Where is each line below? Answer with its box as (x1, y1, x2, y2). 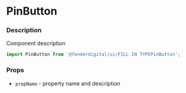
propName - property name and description (15, 80, 120, 87)
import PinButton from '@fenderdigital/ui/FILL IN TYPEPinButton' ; (6, 52, 181, 58)
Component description (6, 40, 66, 47)
